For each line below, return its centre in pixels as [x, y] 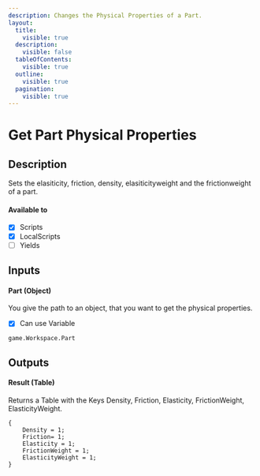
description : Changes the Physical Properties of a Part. [105, 15]
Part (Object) [30, 290]
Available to [28, 209]
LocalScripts [40, 236]
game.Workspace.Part [42, 339]
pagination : [35, 89]
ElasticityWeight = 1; [59, 457]
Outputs [29, 363]
